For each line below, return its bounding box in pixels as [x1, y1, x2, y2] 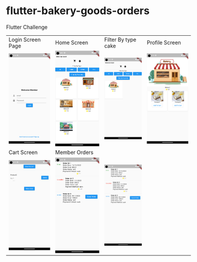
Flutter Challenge [6, 23, 48, 31]
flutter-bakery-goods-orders [6, 4, 150, 18]
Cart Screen [8, 149, 38, 156]
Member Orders [55, 149, 94, 156]
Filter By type [104, 36, 137, 43]
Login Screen [8, 36, 41, 43]
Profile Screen [146, 39, 181, 46]
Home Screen [55, 39, 89, 46]
